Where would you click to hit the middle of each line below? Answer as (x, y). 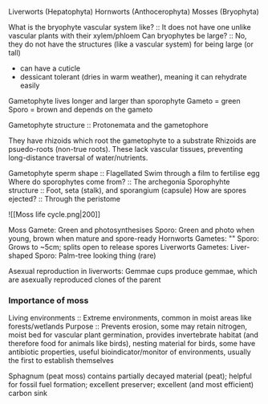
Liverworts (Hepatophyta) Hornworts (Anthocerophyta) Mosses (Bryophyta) (134, 12)
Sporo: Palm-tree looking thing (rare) (95, 255)
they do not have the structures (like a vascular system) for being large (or (131, 44)
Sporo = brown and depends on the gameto (81, 109)
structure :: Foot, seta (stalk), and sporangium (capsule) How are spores (128, 190)
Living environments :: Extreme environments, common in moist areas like (130, 318)
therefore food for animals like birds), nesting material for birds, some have (132, 344)
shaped (21, 255)
